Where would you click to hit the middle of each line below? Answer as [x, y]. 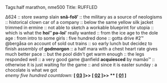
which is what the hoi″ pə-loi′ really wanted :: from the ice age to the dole [82, 33]
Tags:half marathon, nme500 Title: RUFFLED [51, 7]
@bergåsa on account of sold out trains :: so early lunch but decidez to [79, 43]
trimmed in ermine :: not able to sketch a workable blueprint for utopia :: [79, 27]
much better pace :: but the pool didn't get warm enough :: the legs [75, 54]
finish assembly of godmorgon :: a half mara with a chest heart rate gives [81, 49]
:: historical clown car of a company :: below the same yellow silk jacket [79, 22]
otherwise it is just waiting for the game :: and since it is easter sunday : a [81, 65]
